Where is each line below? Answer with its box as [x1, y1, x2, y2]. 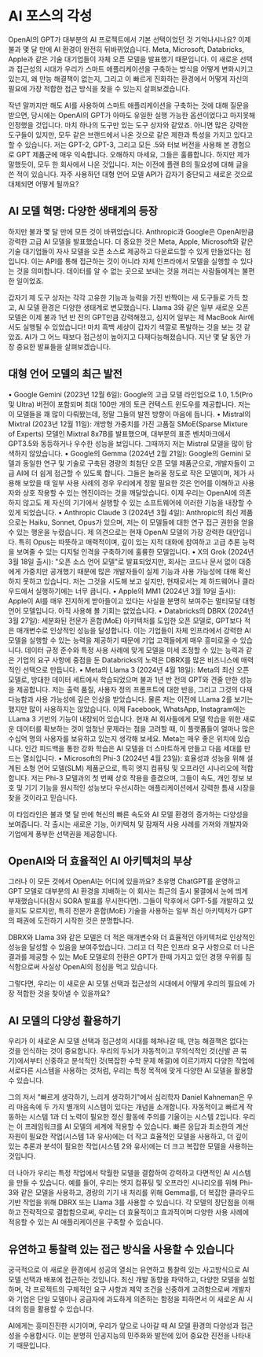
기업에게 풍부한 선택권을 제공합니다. [8, 829, 118, 839]
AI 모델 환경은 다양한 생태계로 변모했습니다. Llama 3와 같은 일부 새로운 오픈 [18, 302, 250, 312]
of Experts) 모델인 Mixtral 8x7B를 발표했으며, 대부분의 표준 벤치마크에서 [8, 429, 232, 438]
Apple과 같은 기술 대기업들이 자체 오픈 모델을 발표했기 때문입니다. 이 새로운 [8, 54, 239, 64]
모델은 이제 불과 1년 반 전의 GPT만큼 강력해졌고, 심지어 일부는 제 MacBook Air [8, 312, 248, 322]
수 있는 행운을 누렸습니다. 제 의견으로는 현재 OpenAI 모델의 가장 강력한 [8, 527, 225, 537]
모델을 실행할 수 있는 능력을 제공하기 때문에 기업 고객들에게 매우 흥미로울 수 [8, 635, 239, 645]
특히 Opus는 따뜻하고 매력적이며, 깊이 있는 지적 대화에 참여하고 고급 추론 [18, 537, 241, 547]
